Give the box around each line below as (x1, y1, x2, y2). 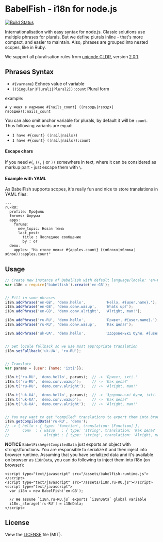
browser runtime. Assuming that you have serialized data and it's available (5, 452, 154, 457)
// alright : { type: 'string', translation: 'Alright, (5, 433, 153, 438)
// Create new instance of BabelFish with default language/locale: (5, 278, 147, 283)
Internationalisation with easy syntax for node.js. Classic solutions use (5, 29, 146, 34)
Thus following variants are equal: (5, 122, 73, 128)
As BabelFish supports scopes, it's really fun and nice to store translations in (5, 186, 158, 192)
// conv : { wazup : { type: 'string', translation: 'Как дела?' (5, 428, 158, 433)
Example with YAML (5, 175, 47, 181)
